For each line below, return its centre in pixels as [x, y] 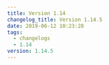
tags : [15, 32]
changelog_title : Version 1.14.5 [55, 20]
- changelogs [32, 39]
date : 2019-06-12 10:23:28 [46, 26]
